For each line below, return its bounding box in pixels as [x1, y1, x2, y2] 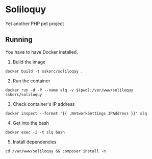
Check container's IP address [12, 101, 75, 107]
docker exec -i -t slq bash [5, 129, 65, 135]
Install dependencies [12, 139, 57, 145]
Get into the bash [12, 120, 49, 126]
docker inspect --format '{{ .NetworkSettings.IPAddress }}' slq [5, 111, 147, 116]
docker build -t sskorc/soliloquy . [5, 69, 83, 74]
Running [5, 35, 33, 44]
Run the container [12, 78, 50, 84]
